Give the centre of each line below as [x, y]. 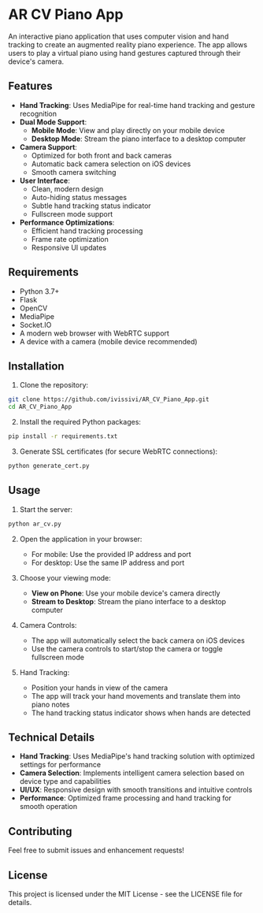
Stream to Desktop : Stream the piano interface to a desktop [129, 601]
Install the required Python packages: [80, 422]
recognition [38, 113]
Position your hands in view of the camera [100, 688]
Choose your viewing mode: [65, 577]
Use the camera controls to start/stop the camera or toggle [127, 648]
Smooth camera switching [74, 172]
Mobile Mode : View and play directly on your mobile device [128, 130]
